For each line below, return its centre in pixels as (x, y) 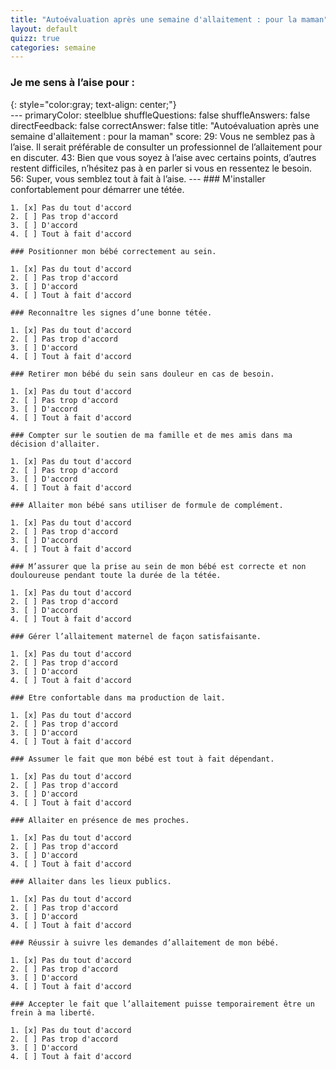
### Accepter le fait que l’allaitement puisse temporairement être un (162, 1004)
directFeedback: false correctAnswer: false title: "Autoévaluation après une (165, 125)
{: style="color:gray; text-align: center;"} (93, 104)
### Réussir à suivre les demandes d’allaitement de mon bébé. (145, 942)
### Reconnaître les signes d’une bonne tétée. (111, 312)
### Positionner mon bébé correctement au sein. (113, 251)
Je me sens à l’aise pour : (73, 83)
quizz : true (35, 38)
